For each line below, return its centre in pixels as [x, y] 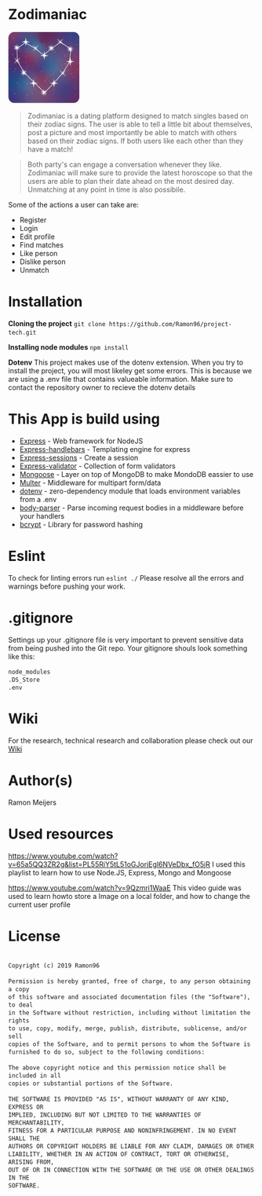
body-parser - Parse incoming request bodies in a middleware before [131, 508]
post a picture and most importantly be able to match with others [132, 132]
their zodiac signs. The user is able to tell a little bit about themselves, [140, 124]
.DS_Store [24, 680]
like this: [22, 656]
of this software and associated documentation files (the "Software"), [129, 997]
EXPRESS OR [26, 1107]
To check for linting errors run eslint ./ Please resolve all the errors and [126, 578]
